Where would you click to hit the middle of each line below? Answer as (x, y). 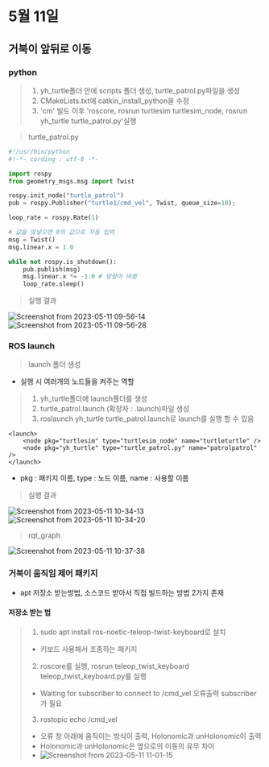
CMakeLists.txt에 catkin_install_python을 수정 (114, 101)
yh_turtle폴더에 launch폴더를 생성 (93, 398)
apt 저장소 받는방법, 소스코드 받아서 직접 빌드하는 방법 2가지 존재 (122, 592)
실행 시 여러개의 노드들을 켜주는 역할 (77, 381)
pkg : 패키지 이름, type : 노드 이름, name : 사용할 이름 (104, 478)
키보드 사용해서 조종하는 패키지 (89, 649)
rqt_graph (44, 535)
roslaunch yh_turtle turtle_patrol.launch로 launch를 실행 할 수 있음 (147, 419)
